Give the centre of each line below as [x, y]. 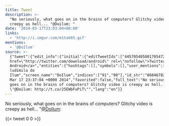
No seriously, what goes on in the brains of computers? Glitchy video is [79, 103]
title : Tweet [19, 10]
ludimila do [22, 71]
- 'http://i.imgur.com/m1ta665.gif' [48, 38]
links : [12, 33]
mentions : [16, 43]
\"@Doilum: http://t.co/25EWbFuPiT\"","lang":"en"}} [66, 89]
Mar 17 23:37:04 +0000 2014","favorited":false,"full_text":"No [78, 80]
